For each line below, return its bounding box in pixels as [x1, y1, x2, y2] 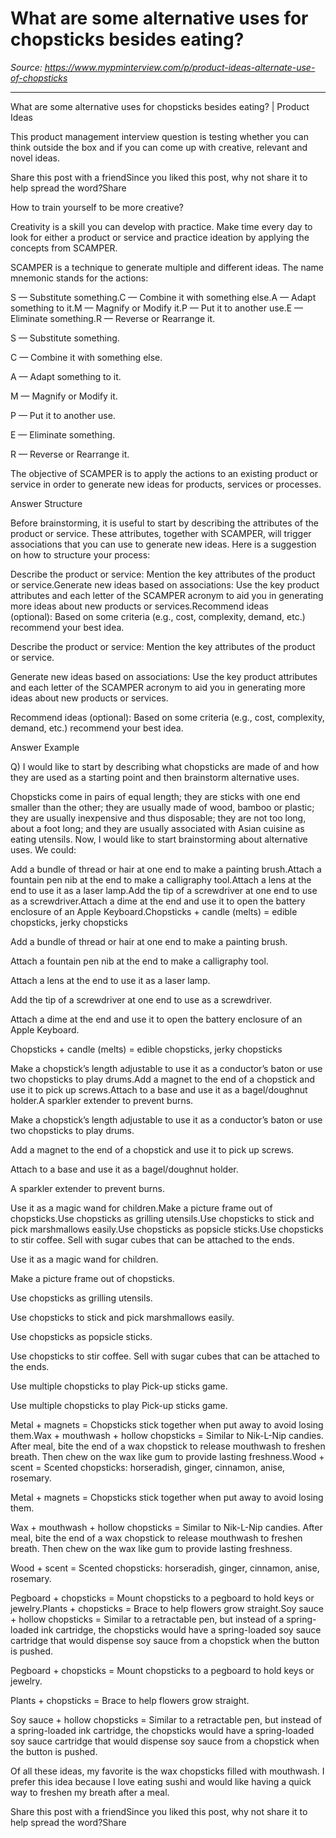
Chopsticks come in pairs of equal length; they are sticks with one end [10, 790, 301, 802]
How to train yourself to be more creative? [10, 201, 184, 213]
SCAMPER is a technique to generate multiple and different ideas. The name [10, 261, 324, 273]
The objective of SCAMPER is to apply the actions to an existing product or [10, 467, 319, 479]
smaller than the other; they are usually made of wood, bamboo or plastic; [10, 801, 315, 813]
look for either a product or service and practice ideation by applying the [10, 231, 310, 243]
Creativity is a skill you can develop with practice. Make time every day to [10, 220, 313, 232]
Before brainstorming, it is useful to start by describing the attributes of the [10, 517, 319, 529]
